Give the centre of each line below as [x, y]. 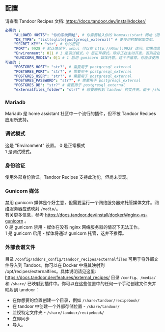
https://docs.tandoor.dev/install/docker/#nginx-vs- [96, 215]
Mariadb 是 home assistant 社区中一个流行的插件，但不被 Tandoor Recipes [81, 113]
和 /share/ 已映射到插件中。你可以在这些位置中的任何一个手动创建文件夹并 [81, 283]
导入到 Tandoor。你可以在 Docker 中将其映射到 [57, 265]
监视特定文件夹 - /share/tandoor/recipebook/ [58, 312]
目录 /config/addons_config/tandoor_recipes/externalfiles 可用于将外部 [80, 259]
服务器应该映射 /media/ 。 [35, 209]
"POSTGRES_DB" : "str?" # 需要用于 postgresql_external [70, 85]
